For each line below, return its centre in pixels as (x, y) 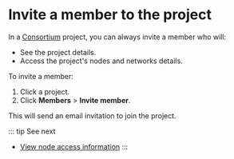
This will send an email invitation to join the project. (93, 115)
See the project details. (58, 52)
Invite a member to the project (110, 15)
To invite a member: (41, 76)
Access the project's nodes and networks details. (101, 61)
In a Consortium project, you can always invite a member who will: (117, 37)
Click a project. (45, 91)
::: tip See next (32, 131)
